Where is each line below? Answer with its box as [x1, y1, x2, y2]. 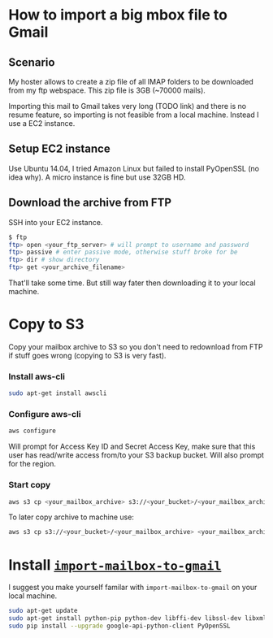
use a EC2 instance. [8, 119, 76, 128]
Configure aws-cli [8, 409, 81, 420]
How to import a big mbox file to [8, 6, 227, 24]
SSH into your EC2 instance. [8, 217, 103, 227]
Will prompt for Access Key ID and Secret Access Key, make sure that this [8, 441, 256, 452]
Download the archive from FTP [8, 196, 172, 210]
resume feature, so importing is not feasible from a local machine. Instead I [8, 110, 259, 119]
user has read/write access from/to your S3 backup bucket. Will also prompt [8, 450, 264, 460]
